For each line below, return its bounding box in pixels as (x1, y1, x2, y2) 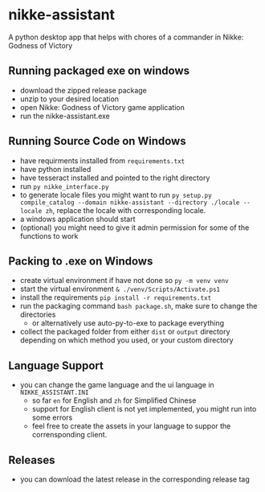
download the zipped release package (19, 85, 147, 95)
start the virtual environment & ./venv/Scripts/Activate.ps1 (19, 284, 221, 294)
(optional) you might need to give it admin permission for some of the (19, 223, 250, 232)
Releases (8, 453, 55, 467)
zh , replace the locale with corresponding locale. (45, 205, 206, 215)
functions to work (19, 231, 79, 240)
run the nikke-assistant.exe (19, 111, 110, 121)
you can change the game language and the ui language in (19, 380, 214, 390)
